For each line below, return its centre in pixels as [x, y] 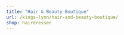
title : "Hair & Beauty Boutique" [48, 12]
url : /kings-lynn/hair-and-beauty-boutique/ [62, 17]
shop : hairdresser [29, 23]
